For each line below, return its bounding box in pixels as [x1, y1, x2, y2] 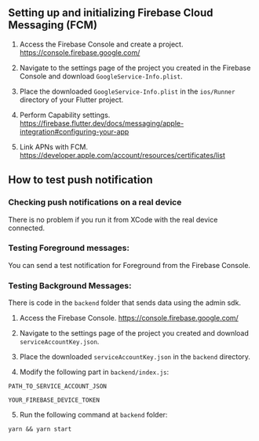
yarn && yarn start [8, 425, 72, 433]
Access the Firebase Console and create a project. [19, 39, 184, 49]
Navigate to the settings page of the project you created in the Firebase [19, 63, 251, 72]
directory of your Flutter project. [19, 94, 124, 105]
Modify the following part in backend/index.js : [19, 367, 170, 377]
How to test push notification [8, 173, 153, 187]
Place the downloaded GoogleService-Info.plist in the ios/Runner [19, 86, 235, 96]
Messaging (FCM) [8, 19, 98, 32]
